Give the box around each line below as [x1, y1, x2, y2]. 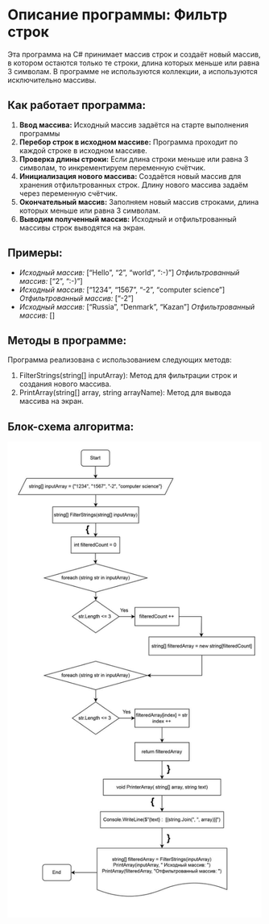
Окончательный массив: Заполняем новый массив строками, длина [19, 197, 259, 206]
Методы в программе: [7, 333, 126, 348]
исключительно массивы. [7, 75, 97, 85]
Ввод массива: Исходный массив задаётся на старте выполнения [19, 119, 249, 130]
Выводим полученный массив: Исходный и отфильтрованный [19, 214, 237, 223]
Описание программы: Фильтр [7, 6, 228, 24]
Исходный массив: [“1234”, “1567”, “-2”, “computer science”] [19, 285, 226, 294]
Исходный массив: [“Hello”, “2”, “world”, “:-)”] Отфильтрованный [19, 268, 240, 277]
